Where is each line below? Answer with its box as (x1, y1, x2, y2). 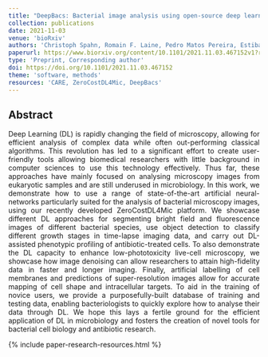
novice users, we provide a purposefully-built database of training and (8, 291, 260, 300)
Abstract (8, 108, 53, 121)
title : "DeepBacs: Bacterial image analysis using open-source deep (8, 11, 241, 20)
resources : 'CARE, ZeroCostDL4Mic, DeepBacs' (8, 78, 162, 86)
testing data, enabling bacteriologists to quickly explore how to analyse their (8, 299, 260, 308)
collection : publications (8, 19, 94, 27)
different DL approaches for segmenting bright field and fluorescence (8, 214, 260, 224)
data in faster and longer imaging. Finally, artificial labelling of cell (8, 265, 260, 275)
